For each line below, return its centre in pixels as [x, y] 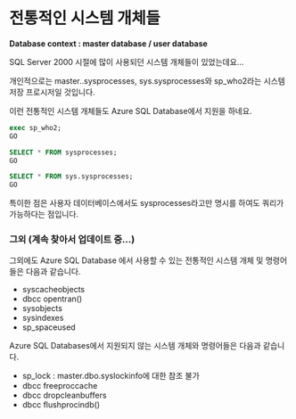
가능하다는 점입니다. [44, 214]
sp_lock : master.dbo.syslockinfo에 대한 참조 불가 [111, 376]
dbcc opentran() [52, 299]
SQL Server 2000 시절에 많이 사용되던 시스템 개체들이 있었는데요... [127, 62]
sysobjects [42, 308]
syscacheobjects [53, 290]
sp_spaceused [49, 327]
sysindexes [43, 318]
